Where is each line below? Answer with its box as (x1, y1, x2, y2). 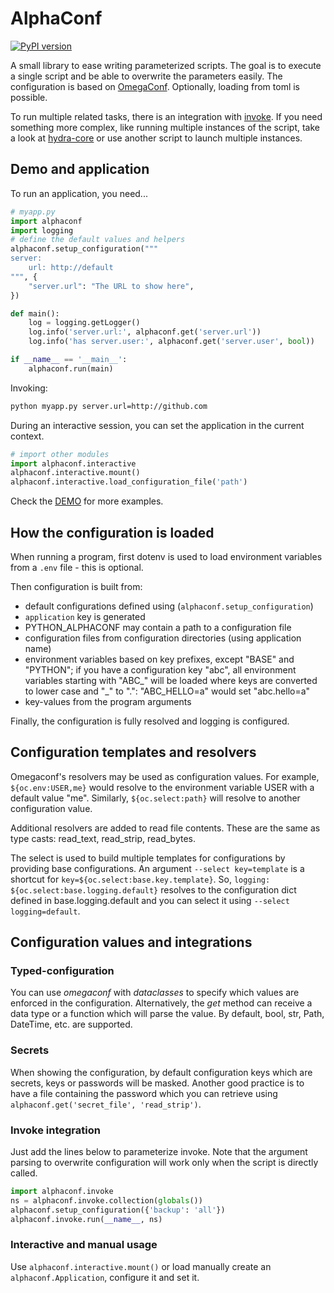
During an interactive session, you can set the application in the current (10, 419, 305, 431)
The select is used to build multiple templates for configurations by (10, 852, 286, 864)
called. (10, 1167, 38, 1179)
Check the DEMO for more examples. (10, 495, 164, 507)
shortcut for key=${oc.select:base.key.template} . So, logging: (10, 873, 271, 885)
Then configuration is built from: (10, 580, 143, 592)
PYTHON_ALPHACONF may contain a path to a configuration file (24, 621, 292, 633)
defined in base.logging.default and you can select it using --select (10, 894, 290, 906)
